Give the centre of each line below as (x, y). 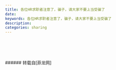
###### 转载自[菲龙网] (28, 63)
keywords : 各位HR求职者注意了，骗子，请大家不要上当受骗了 (58, 18)
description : (18, 23)
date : (11, 14)
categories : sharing (26, 28)
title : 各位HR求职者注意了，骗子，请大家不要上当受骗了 (55, 9)
